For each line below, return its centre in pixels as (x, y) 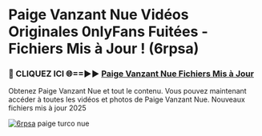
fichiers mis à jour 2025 (47, 108)
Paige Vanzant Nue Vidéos (99, 15)
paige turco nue (63, 124)
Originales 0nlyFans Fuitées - (108, 32)
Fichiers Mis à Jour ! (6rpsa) (104, 49)
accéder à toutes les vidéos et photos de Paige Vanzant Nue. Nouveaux (127, 100)
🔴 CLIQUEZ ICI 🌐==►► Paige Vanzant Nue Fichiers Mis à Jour (131, 74)
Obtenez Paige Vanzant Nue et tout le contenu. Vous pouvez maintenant (127, 91)
